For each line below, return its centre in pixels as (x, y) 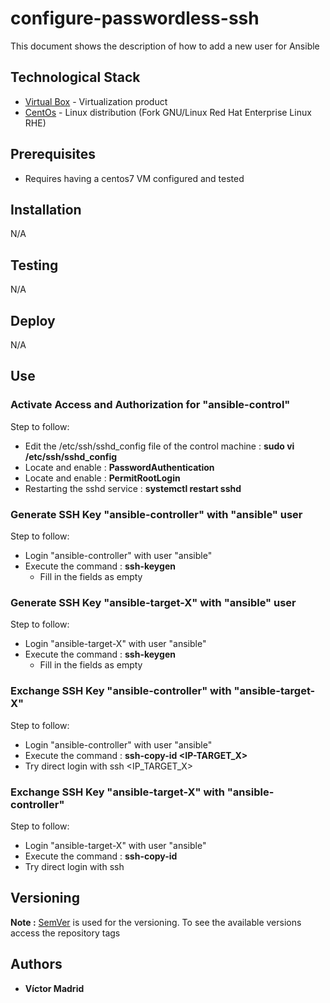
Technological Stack (75, 77)
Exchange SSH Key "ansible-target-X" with (117, 792)
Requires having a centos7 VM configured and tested (134, 178)
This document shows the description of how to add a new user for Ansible (165, 46)
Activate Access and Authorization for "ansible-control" (150, 405)
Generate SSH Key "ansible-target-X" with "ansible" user (153, 602)
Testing (34, 265)
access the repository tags (65, 933)
